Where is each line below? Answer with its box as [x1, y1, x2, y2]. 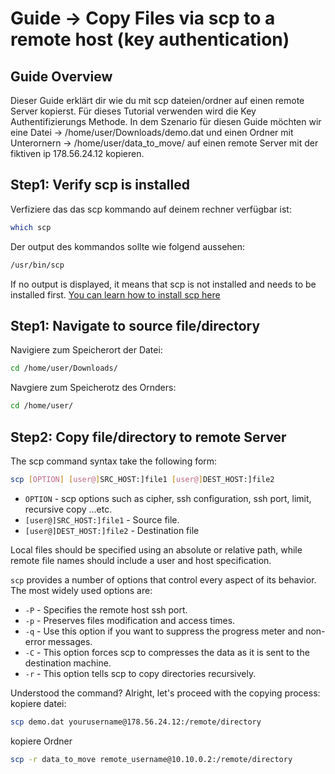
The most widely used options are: [10, 584, 153, 596]
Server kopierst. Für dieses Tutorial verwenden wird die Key [10, 105, 257, 117]
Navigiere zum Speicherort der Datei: [10, 344, 163, 356]
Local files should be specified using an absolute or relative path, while [10, 543, 303, 556]
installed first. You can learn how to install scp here [10, 288, 221, 301]
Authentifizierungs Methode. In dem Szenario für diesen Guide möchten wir [10, 116, 322, 127]
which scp [10, 222, 52, 232]
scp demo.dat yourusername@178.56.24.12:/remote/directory [10, 717, 262, 727]
